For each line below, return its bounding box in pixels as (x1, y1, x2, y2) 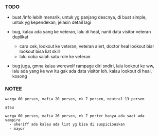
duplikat (12, 34, 29, 40)
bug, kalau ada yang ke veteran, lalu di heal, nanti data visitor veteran (12, 29, 151, 35)
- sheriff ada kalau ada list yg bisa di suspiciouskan (9, 122, 125, 127)
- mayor (9, 126, 25, 131)
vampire (5, 118, 21, 122)
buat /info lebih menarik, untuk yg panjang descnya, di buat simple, (12, 15, 147, 20)
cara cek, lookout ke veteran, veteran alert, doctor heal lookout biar (19, 44, 155, 49)
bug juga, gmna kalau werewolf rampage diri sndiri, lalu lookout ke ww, (12, 63, 155, 69)
